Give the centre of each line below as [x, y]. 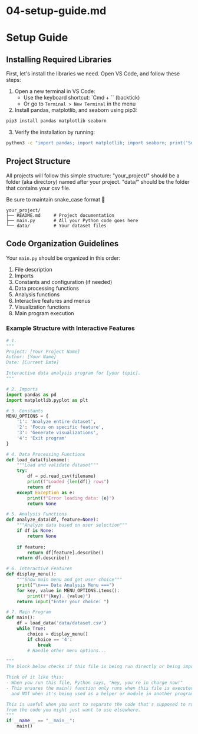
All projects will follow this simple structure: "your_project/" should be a [93, 176]
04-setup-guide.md [56, 11]
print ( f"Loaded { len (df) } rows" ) [68, 482]
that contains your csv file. [38, 188]
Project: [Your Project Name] [43, 352]
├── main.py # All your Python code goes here [72, 220]
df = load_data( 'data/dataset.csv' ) [62, 623]
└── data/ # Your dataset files [57, 226]
